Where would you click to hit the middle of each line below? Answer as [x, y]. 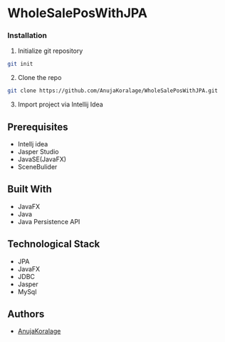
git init [20, 64]
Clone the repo [40, 78]
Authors [26, 315]
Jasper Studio [38, 152]
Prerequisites [38, 127]
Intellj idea [33, 144]
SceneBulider [37, 167]
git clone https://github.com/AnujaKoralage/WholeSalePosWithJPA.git [113, 91]
